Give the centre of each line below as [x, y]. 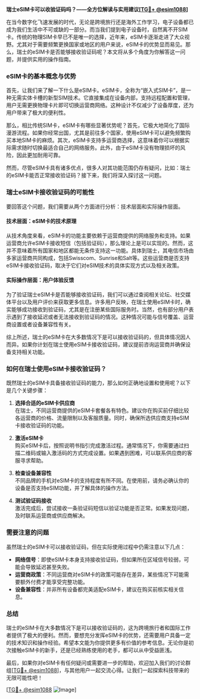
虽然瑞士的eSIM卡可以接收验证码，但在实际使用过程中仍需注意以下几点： [96, 547]
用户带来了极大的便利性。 [37, 113]
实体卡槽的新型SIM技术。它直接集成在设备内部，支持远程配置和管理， [107, 98]
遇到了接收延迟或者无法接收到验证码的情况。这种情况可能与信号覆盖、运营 [102, 317]
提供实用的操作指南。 [48, 59]
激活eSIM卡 [29, 438]
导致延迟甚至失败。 [49, 567]
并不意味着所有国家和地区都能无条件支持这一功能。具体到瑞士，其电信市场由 [100, 250]
